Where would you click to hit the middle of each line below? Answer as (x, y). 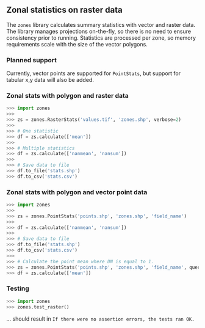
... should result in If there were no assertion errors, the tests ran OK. (101, 319)
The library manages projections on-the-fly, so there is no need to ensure (99, 31)
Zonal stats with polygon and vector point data (77, 192)
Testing (18, 288)
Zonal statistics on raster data (65, 10)
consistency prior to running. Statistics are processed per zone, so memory (101, 38)
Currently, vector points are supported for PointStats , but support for (94, 73)
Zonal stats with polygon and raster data (68, 96)
